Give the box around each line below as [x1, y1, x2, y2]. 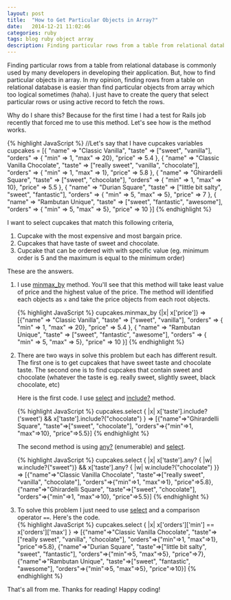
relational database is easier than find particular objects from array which [7, 83, 214, 91]
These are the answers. [7, 267, 74, 275]
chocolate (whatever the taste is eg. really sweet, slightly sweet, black [16, 373, 216, 381]
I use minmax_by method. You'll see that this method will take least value [16, 281, 224, 288]
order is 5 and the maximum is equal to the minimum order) [16, 254, 185, 262]
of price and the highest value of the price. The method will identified [16, 288, 214, 296]
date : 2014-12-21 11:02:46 [7, 23, 91, 30]
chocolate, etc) [16, 381, 60, 388]
